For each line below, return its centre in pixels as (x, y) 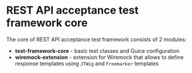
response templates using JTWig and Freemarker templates (87, 64)
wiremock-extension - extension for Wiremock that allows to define (99, 57)
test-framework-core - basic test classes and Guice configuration (97, 50)
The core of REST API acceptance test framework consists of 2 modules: (97, 39)
